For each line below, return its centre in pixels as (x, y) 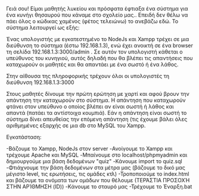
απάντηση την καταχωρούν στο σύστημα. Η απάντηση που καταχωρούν (96, 100)
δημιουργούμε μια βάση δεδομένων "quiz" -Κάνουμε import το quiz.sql (94, 161)
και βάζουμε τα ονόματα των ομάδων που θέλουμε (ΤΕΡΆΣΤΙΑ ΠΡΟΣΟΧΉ (98, 180)
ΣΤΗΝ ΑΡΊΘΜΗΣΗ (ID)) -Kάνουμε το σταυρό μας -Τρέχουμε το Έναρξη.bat (99, 186)
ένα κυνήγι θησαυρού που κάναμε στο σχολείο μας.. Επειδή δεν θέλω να (97, 15)
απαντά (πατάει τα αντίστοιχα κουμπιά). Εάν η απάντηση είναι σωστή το (97, 113)
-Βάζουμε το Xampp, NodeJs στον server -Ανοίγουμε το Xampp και (89, 149)
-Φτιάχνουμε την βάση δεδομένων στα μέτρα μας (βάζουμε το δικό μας (96, 167)
